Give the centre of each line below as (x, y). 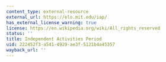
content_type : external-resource (47, 12)
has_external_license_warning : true (51, 22)
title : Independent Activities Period (54, 39)
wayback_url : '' (26, 50)
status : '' (20, 34)
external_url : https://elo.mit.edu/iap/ (57, 17)
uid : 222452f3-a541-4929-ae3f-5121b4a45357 (61, 45)
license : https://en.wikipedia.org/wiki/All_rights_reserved (83, 28)
